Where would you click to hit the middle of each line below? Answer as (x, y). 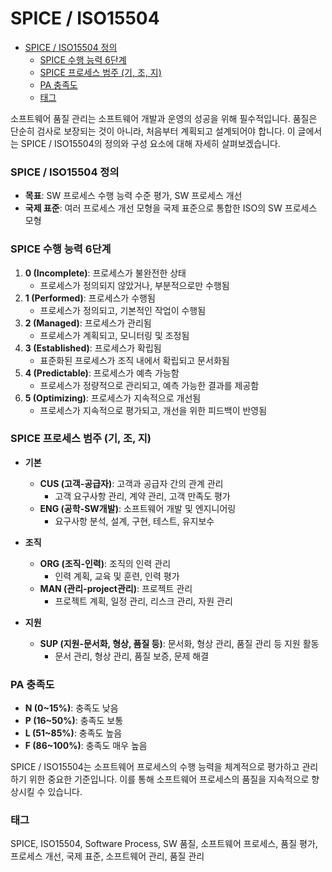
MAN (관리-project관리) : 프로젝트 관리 (116, 588)
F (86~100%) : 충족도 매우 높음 (86, 746)
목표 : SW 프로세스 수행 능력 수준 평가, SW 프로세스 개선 (133, 196)
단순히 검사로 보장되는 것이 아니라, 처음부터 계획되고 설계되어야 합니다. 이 (153, 131)
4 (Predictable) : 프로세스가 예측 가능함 (102, 373)
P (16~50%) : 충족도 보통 (74, 721)
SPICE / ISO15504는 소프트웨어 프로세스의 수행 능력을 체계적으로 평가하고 (155, 767)
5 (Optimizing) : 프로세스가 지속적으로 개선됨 (113, 398)
